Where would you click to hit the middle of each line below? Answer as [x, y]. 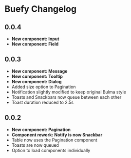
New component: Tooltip [37, 76]
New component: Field [35, 44]
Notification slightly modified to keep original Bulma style [69, 92]
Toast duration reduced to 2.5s [43, 102]
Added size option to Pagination [44, 87]
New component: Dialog [37, 81]
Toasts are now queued [35, 145]
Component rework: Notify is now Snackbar [57, 135]
